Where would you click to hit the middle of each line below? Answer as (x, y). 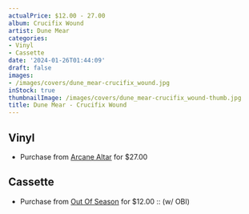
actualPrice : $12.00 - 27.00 (57, 16)
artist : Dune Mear (39, 30)
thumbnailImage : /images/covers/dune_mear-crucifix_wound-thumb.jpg (125, 98)
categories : (28, 38)
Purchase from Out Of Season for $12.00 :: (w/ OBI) (105, 201)
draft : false (30, 68)
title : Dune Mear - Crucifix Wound (68, 105)
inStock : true (32, 90)
